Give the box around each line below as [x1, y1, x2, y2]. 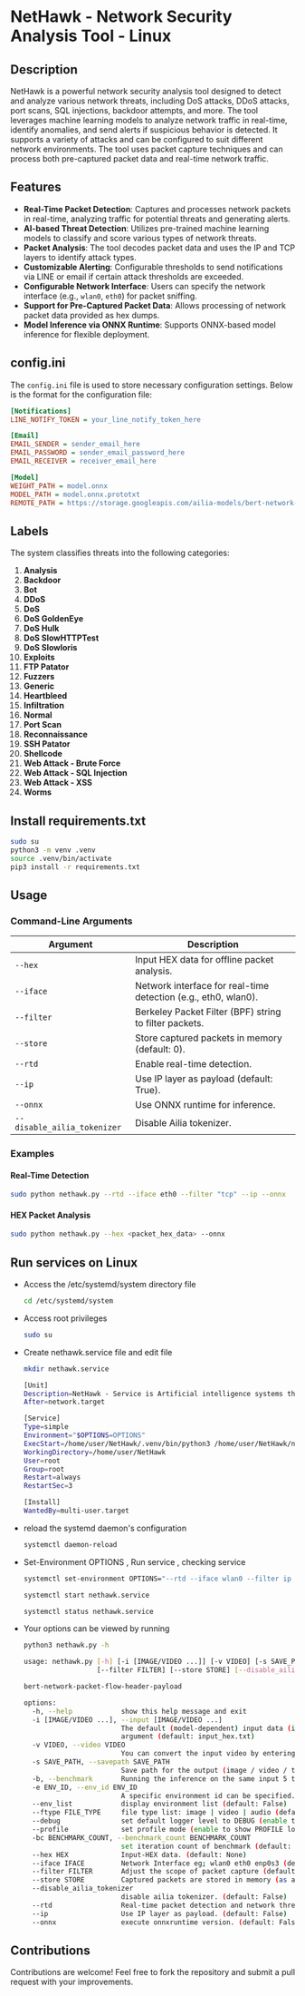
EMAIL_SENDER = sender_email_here [10, 440, 141, 449]
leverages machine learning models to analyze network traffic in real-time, [10, 115, 288, 125]
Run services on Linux [10, 1255, 138, 1270]
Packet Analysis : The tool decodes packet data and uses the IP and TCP [23, 242, 296, 253]
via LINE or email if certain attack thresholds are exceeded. [23, 270, 244, 282]
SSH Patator [23, 739, 71, 749]
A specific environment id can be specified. [120, 1791, 296, 1800]
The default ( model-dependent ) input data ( [120, 1724, 292, 1733]
